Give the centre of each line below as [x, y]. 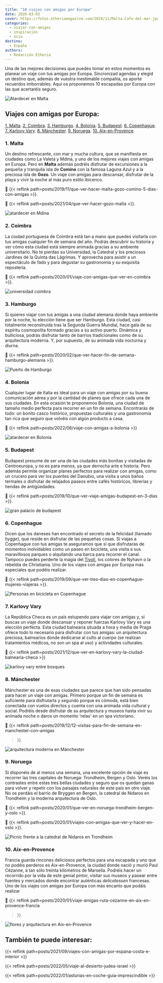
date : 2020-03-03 [23, 14]
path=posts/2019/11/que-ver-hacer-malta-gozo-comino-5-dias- [94, 189]
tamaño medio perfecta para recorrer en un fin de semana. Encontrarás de [80, 408]
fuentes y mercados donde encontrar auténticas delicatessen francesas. [78, 881]
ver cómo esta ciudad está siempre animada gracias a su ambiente [72, 246]
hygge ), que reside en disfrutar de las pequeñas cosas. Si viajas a [71, 539]
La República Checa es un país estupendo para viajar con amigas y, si [75, 617]
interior [12, 956]
